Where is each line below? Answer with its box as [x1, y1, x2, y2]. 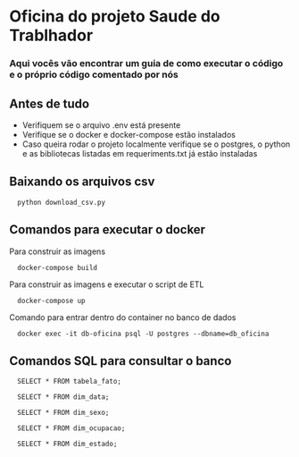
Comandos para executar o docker [9, 222, 206, 238]
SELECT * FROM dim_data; [17, 393, 110, 402]
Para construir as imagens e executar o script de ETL [9, 279, 204, 290]
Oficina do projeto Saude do [9, 6, 220, 27]
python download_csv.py [17, 198, 105, 207]
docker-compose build [17, 263, 98, 272]
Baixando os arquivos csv [9, 174, 155, 190]
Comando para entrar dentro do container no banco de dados [9, 311, 237, 323]
